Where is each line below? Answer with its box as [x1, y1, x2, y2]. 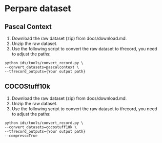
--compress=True [4, 133, 38, 138]
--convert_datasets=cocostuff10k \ [4, 124, 77, 130]
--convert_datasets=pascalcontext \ [4, 65, 79, 70]
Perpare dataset [4, 3, 71, 14]
